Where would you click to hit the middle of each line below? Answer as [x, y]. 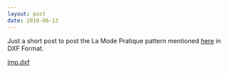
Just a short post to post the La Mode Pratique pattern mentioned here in [114, 40]
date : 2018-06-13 [33, 21]
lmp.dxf [18, 62]
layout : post [27, 14]
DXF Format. [26, 48]
